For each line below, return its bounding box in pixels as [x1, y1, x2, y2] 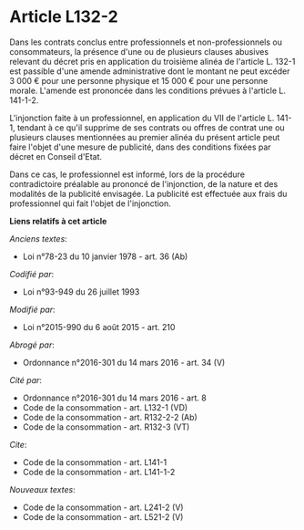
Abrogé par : [9, 339, 55, 350]
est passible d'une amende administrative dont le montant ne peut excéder [9, 66, 290, 77]
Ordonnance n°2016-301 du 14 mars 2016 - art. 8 [22, 392, 207, 403]
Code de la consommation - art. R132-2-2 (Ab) [22, 411, 198, 422]
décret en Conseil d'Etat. [9, 151, 103, 161]
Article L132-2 [9, 6, 118, 27]
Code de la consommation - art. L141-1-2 [22, 466, 176, 477]
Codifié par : [9, 268, 55, 279]
